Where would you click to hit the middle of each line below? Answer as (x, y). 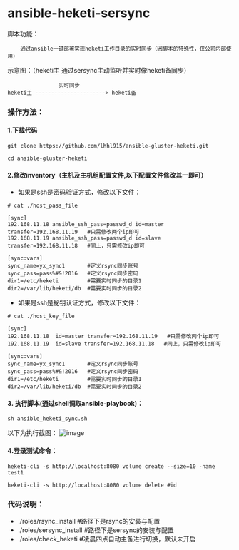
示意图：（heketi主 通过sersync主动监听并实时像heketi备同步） (99, 70)
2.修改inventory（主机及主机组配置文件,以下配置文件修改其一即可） (107, 175)
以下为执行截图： (32, 433)
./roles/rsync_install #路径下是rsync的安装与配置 (89, 521)
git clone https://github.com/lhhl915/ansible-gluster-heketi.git (108, 146)
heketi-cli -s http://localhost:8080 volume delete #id (92, 485)
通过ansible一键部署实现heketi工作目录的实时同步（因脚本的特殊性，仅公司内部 (123, 49)
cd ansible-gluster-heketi (47, 158)
